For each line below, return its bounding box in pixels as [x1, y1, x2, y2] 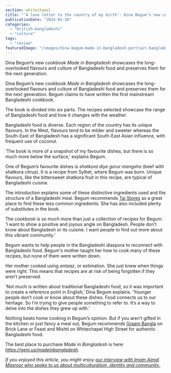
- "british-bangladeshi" [10, 27, 63, 32]
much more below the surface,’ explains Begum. [5, 153, 106, 159]
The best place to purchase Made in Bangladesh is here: [5, 341, 124, 347]
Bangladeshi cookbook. [5, 97, 55, 103]
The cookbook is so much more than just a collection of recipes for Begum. [5, 216, 163, 222]
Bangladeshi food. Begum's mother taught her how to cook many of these [5, 247, 160, 253]
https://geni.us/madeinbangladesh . [5, 346, 80, 353]
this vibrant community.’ [5, 232, 56, 238]
